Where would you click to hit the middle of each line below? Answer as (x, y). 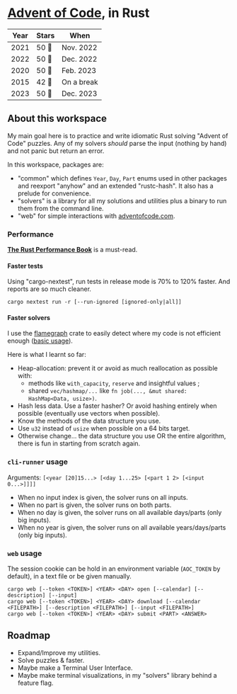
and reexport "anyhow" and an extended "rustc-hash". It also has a (115, 186)
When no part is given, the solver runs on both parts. (94, 505)
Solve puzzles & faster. (51, 660)
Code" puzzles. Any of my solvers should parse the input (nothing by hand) (117, 143)
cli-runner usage (38, 462)
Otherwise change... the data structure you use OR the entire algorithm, (122, 436)
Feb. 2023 (79, 70)
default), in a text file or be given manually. (70, 576)
